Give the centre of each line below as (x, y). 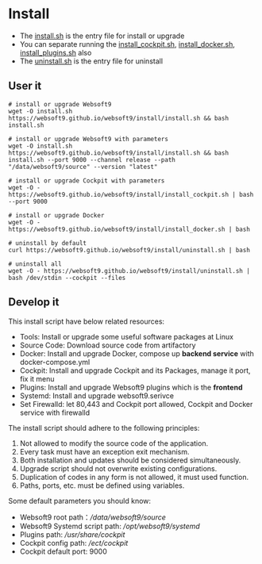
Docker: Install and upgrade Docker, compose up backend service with (137, 353)
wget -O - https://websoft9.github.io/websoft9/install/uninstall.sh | (129, 270)
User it (25, 86)
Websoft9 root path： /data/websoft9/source (93, 517)
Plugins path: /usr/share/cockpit (72, 534)
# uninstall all (35, 264)
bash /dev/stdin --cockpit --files (67, 278)
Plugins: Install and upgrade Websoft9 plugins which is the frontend (131, 387)
